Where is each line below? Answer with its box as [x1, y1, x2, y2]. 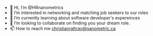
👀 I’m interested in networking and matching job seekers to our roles [9, 10, 149, 16]
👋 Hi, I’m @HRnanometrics [9, 5, 63, 10]
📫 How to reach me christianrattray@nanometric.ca [9, 26, 116, 31]
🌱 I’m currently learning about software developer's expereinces [9, 15, 140, 20]
